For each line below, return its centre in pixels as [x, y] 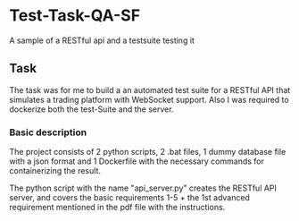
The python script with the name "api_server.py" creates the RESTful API [143, 188]
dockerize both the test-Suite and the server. [91, 109]
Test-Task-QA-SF [75, 16]
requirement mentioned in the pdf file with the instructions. [117, 208]
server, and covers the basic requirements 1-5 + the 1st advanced [129, 198]
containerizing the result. [55, 171]
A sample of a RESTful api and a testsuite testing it [102, 40]
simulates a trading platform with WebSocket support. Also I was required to [149, 99]
